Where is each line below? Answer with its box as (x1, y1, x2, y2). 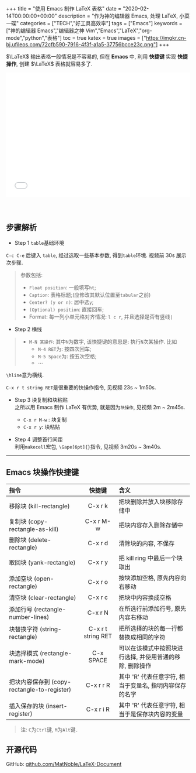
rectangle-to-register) (9, 685, 72, 693)
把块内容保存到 (9, 678, 51, 686)
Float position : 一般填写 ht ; (29, 283, 96, 291)
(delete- (28, 535, 51, 543)
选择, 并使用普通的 (124, 652, 175, 661)
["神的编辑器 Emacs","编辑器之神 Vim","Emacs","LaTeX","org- (6, 27, 153, 34)
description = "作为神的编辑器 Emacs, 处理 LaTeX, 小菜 (58, 12, 190, 19)
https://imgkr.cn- (145, 35, 187, 41)
